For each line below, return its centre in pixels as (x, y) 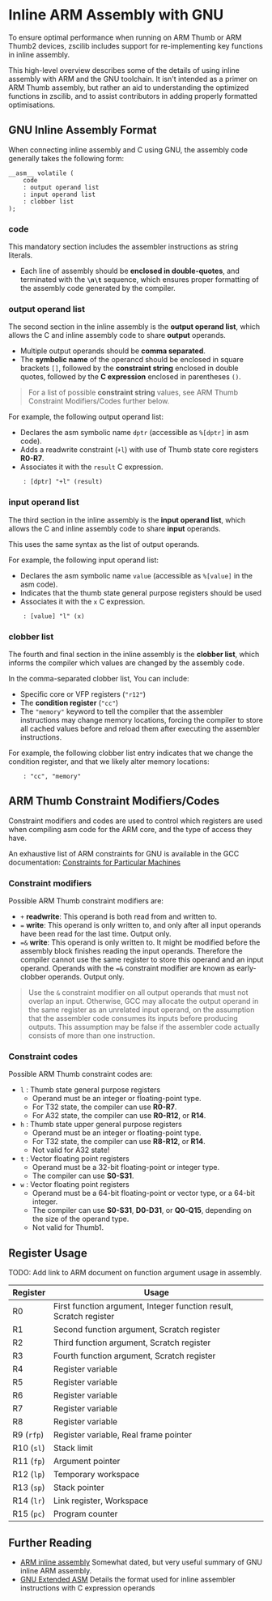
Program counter (86, 1514)
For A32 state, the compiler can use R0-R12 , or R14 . (119, 1116)
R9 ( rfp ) (28, 1435)
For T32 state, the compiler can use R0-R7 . (104, 1107)
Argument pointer (87, 1462)
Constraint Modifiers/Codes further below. (99, 401)
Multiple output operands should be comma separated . (113, 351)
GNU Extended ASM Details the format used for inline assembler (127, 1579)
